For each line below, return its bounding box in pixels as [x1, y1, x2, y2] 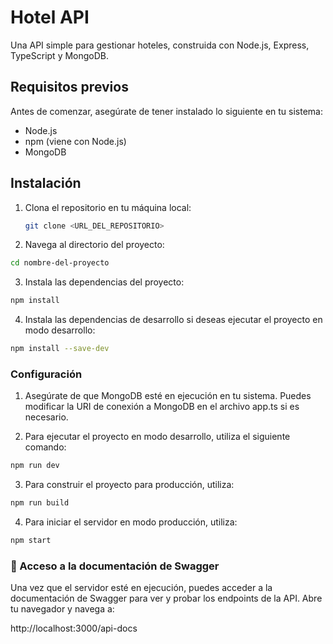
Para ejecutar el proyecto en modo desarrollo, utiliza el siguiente [24, 431, 291, 443]
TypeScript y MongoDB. [10, 49, 110, 61]
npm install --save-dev [10, 344, 110, 354]
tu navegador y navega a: [10, 603, 115, 615]
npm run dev [10, 461, 60, 471]
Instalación [10, 175, 82, 192]
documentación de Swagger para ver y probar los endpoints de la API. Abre [10, 592, 323, 605]
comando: [24, 441, 67, 453]
